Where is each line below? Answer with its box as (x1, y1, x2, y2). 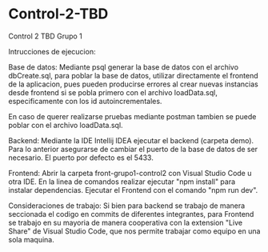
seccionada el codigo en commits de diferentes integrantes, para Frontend (8, 209, 254, 218)
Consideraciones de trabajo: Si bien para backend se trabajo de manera (8, 201, 246, 210)
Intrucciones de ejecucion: (8, 46, 96, 56)
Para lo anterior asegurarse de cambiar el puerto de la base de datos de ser (8, 144, 258, 154)
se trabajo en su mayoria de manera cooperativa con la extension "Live (8, 218, 242, 227)
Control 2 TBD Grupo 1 (8, 31, 82, 41)
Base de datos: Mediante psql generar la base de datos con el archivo (8, 62, 238, 72)
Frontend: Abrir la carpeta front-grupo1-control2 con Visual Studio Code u (8, 168, 252, 178)
